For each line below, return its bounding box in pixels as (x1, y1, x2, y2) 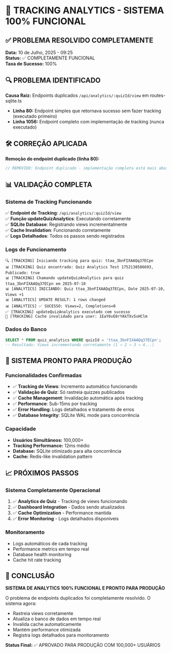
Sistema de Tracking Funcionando (5, 198, 92, 205)
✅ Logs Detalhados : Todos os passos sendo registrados (5, 233, 125, 239)
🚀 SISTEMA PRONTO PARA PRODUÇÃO (5, 356, 132, 365)
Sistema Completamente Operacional (5, 487, 101, 494)
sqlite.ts (5, 97, 22, 104)
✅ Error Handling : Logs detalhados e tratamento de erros (12, 407, 135, 413)
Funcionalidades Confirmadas (5, 371, 82, 378)
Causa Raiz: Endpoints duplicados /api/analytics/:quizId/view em (5, 92, 149, 98)
